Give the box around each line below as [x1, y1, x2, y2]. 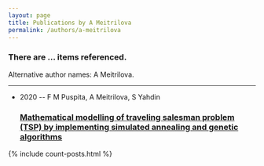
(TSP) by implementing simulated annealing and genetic [19, 121, 239, 132]
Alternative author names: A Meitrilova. [8, 70, 135, 79]
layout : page [8, 11, 51, 20]
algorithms [19, 131, 63, 142]
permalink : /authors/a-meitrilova [8, 26, 122, 34]
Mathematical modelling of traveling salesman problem [19, 111, 235, 122]
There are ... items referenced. [8, 52, 127, 63]
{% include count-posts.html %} [8, 149, 112, 158]
